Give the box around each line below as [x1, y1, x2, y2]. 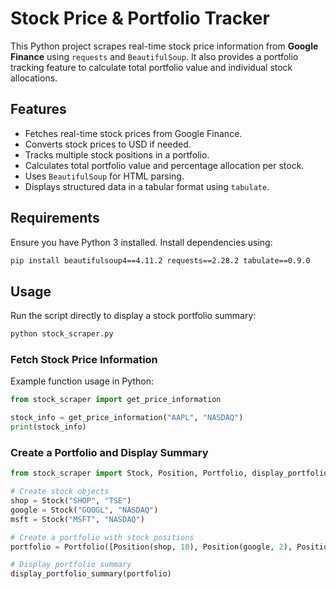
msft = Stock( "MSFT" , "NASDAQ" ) [10, 514, 145, 524]
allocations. [10, 72, 58, 84]
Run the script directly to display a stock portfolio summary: [10, 310, 257, 322]
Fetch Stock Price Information [10, 353, 158, 367]
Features [10, 101, 67, 118]
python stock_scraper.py [10, 329, 114, 339]
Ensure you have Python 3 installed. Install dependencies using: [10, 236, 273, 248]
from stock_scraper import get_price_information [10, 395, 222, 405]
